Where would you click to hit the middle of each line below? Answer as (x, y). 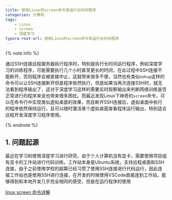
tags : (11, 19)
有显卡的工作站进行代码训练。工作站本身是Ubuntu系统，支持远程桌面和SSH (85, 162)
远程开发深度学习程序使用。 (35, 115)
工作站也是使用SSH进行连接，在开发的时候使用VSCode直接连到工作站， (86, 175)
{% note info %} (22, 53)
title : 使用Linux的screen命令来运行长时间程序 (51, 10)
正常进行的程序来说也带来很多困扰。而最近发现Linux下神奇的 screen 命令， (83, 96)
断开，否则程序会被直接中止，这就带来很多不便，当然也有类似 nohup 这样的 (87, 76)
